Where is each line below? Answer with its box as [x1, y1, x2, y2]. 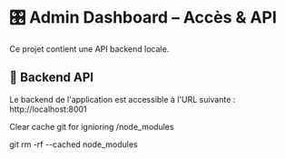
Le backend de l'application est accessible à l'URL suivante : [9, 94, 236, 104]
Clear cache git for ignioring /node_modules [9, 121, 174, 132]
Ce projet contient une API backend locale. [9, 43, 170, 55]
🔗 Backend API [9, 70, 93, 85]
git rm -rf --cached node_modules [9, 138, 138, 150]
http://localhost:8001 [9, 104, 88, 114]
